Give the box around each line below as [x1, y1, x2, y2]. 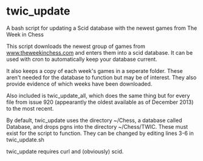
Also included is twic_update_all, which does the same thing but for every [6, 92, 190, 99]
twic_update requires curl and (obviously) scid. [6, 148, 124, 155]
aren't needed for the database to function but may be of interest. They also [6, 74, 197, 81]
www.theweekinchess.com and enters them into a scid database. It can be [6, 49, 193, 56]
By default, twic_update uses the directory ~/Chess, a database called [6, 117, 182, 124]
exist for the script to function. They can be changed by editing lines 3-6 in [6, 129, 194, 137]
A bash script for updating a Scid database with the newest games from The [6, 24, 198, 32]
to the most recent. [6, 104, 54, 112]
